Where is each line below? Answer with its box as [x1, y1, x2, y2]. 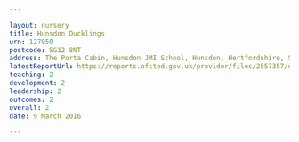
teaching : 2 [9, 70, 53, 80]
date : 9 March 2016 [9, 112, 82, 121]
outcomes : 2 [9, 95, 53, 104]
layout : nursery [9, 20, 69, 29]
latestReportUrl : [9, 62, 74, 71]
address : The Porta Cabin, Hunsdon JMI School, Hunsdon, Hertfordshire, [9, 54, 285, 63]
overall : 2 [9, 103, 50, 112]
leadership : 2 [9, 86, 62, 96]
